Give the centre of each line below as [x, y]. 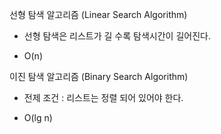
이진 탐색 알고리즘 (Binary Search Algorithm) [99, 76]
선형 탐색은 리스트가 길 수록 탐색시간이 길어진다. [117, 36]
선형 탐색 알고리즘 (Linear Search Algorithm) [98, 14]
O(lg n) [38, 117]
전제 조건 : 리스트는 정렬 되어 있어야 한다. [103, 97]
